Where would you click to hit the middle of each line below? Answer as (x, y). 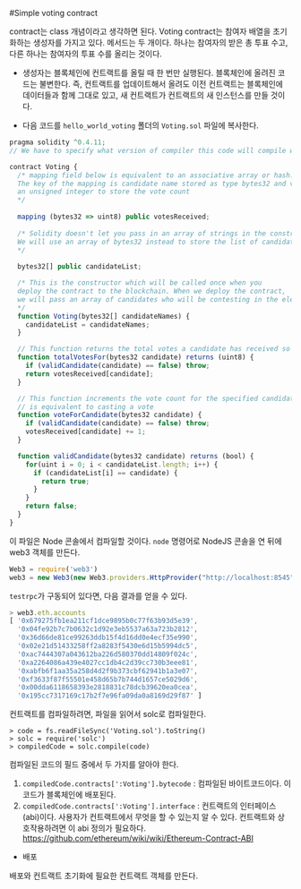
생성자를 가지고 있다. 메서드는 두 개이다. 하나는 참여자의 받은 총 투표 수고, (160, 43)
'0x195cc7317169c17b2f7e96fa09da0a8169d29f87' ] (110, 696)
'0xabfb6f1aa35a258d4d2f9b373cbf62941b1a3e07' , (108, 671)
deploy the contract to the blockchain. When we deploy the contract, (152, 291)
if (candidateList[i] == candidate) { (105, 473)
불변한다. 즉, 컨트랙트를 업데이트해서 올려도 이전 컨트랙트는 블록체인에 (161, 84)
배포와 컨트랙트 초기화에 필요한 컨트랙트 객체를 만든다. (104, 876)
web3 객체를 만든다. (45, 552)
